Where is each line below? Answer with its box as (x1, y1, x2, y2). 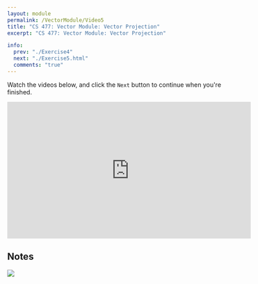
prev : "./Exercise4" (13, 49, 73, 56)
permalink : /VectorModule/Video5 (7, 17, 104, 24)
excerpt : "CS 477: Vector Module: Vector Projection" (7, 29, 167, 37)
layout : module (7, 10, 51, 17)
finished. (7, 87, 33, 96)
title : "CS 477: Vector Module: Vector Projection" (7, 23, 160, 30)
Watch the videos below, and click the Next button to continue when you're (7, 81, 221, 89)
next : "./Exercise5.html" (13, 55, 89, 62)
